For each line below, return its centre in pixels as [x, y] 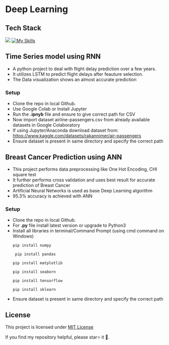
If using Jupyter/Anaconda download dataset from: [65, 130]
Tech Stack [23, 28]
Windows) [23, 236]
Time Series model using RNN [53, 57]
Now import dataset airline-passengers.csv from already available [81, 120]
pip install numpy [32, 245]
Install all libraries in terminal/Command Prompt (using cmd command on [88, 231]
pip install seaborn [34, 272]
